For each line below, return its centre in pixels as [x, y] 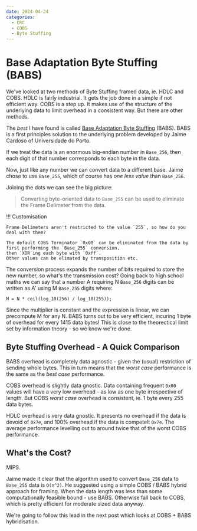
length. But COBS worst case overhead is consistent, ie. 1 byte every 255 [95, 398]
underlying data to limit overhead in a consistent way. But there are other [94, 110]
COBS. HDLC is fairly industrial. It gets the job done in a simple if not [89, 98]
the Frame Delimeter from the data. [63, 205]
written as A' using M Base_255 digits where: [60, 288]
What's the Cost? [39, 453]
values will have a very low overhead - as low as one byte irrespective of [94, 391]
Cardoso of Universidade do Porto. [48, 141]
